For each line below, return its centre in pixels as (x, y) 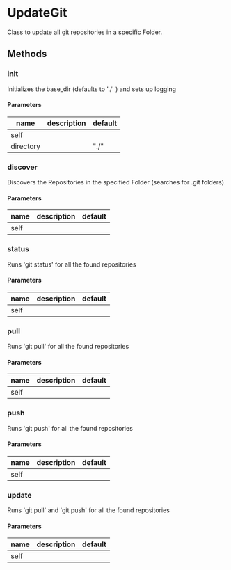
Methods (27, 54)
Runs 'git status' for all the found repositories (72, 264)
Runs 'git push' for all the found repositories (70, 428)
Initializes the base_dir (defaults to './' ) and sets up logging (91, 89)
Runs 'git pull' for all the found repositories (68, 347)
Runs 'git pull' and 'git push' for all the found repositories (89, 510)
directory (25, 146)
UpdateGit (37, 13)
